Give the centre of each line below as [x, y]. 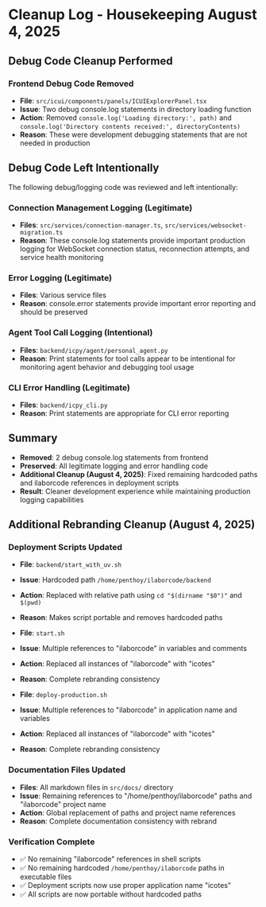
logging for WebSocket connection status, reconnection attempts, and [135, 249]
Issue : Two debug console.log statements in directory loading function [135, 109]
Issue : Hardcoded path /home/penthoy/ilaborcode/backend [116, 580]
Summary [33, 438]
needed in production [55, 143]
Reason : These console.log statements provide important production [133, 240]
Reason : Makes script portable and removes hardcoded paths [121, 618]
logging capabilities [52, 499]
